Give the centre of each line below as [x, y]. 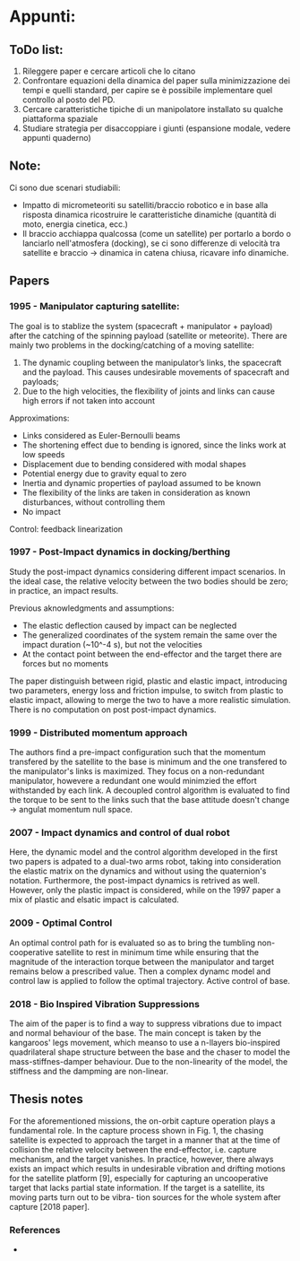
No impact [41, 511]
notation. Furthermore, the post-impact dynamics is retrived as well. [135, 881]
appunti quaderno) [56, 138]
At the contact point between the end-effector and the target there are [152, 654]
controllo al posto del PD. [69, 100]
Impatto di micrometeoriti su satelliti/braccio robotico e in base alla [145, 204]
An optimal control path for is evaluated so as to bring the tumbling [133, 943]
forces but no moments [65, 663]
